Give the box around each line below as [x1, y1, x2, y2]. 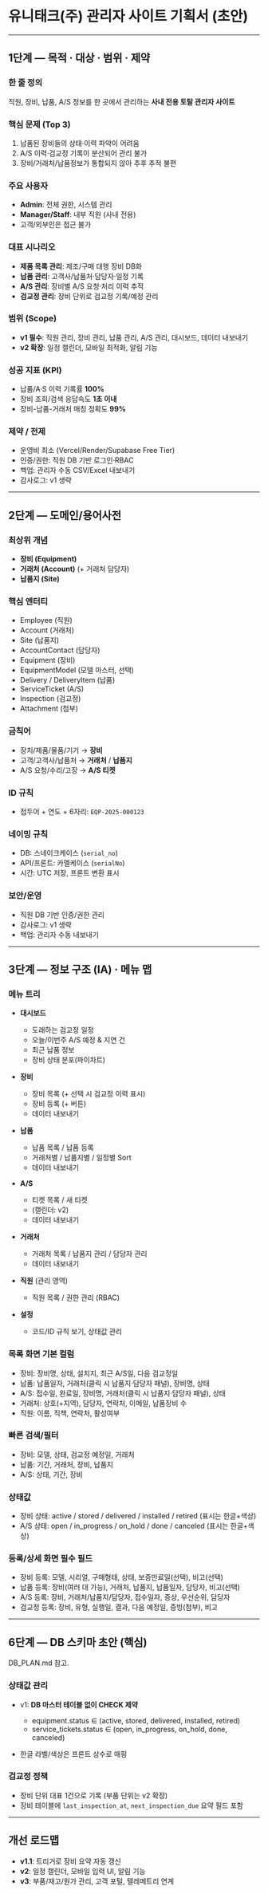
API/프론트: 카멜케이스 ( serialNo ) [19, 858, 125, 868]
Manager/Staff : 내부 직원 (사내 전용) [19, 210, 136, 219]
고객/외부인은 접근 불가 [19, 220, 92, 230]
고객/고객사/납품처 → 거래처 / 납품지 [19, 755, 133, 765]
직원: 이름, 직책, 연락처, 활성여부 [19, 1408, 120, 1418]
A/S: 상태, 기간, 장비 [19, 1469, 83, 1479]
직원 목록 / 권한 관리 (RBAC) [31, 1293, 120, 1302]
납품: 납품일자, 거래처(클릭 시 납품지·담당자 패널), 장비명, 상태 [19, 1378, 210, 1388]
